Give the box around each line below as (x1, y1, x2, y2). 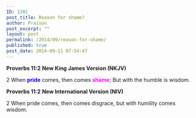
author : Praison (6, 20, 47, 26)
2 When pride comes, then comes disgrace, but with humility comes (6, 99, 176, 107)
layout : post (6, 31, 39, 37)
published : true (6, 43, 47, 49)
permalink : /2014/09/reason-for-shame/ (6, 37, 107, 43)
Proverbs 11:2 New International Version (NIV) (6, 88, 124, 95)
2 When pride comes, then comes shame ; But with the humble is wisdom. (6, 76, 191, 83)
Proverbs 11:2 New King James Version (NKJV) (6, 64, 127, 72)
